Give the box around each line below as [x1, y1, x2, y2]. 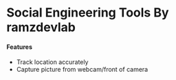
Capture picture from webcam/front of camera [16, 66, 148, 74]
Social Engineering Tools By [6, 5, 169, 21]
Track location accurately [16, 58, 89, 66]
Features [6, 43, 32, 51]
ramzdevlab [6, 19, 76, 35]
